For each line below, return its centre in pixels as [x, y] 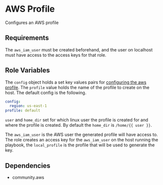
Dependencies [28, 166]
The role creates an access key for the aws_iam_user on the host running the [81, 140]
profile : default [23, 111]
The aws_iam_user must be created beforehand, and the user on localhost [79, 49]
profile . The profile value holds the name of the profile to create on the [77, 87]
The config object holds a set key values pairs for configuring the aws [76, 82]
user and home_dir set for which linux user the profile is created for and [77, 120]
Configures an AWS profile [32, 23]
